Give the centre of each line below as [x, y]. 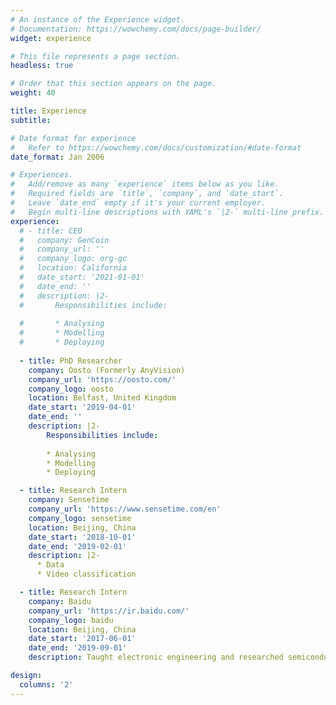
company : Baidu [60, 601]
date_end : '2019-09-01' [78, 648]
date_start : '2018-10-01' [82, 537]
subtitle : [31, 120]
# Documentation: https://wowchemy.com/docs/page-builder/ [136, 29]
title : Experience [48, 111]
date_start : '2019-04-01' [82, 407]
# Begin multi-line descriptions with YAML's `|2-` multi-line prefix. [167, 212]
